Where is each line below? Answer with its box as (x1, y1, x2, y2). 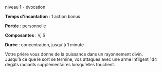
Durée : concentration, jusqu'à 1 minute (5, 42, 84, 48)
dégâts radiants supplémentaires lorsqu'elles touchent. (5, 62, 115, 67)
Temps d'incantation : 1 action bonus (5, 14, 81, 19)
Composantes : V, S (5, 33, 46, 38)
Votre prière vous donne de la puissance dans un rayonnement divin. (5, 51, 143, 57)
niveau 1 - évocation (5, 4, 46, 10)
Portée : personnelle (5, 23, 46, 29)
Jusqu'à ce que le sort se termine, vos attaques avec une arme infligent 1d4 (5, 56, 157, 62)
